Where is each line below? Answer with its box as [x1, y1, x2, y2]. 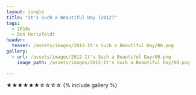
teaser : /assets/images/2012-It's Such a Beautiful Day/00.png [11, 43, 174, 49]
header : [6, 37, 26, 43]
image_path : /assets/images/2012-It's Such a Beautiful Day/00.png [17, 59, 190, 65]
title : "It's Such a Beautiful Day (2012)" [6, 15, 118, 21]
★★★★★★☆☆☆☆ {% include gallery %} [6, 81, 118, 88]
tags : [6, 20, 20, 26]
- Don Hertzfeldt [11, 31, 55, 38]
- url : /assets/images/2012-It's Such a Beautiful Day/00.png [11, 54, 171, 60]
